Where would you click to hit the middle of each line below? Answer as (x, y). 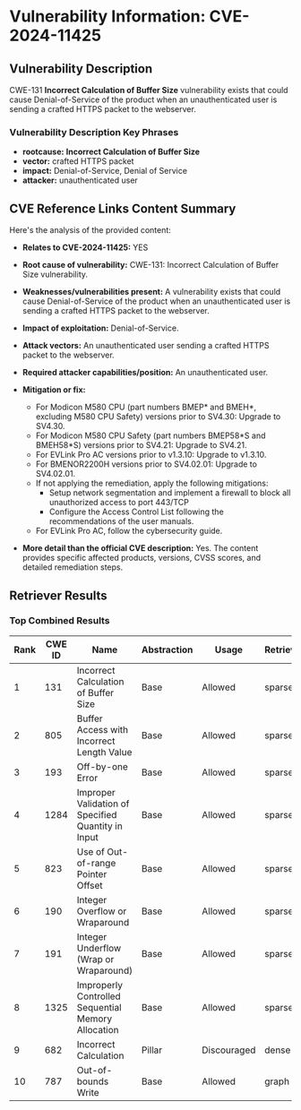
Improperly (100, 985)
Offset (90, 885)
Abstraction (167, 650)
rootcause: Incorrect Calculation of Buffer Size (111, 152)
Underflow (99, 948)
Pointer (92, 873)
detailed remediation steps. (73, 567)
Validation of (103, 804)
